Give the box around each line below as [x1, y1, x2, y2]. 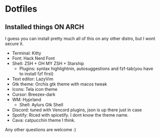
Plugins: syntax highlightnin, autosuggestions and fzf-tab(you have [19, 66, 154, 71]
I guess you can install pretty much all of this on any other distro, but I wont [5, 35, 156, 41]
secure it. [5, 41, 24, 47]
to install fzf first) [19, 71, 54, 76]
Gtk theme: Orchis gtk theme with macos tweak [12, 81, 108, 87]
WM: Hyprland [12, 97, 41, 103]
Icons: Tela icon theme [12, 86, 58, 92]
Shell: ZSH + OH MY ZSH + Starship [12, 61, 84, 66]
